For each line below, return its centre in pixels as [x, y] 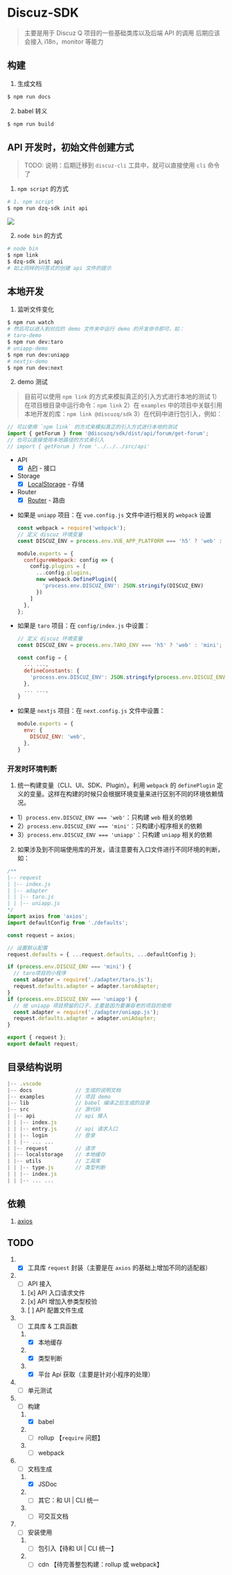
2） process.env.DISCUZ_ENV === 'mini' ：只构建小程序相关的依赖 [110, 826]
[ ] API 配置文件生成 [55, 1310]
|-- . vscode [24, 1084]
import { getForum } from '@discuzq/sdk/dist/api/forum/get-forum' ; [108, 434]
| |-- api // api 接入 [57, 1116]
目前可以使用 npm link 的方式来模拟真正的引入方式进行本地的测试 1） [122, 396]
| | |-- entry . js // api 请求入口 [63, 1129]
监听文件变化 [35, 310]
